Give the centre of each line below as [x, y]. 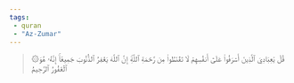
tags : [19, 17]
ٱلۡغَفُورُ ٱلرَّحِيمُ [49, 69]
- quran [27, 26]
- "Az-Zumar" [37, 34]
